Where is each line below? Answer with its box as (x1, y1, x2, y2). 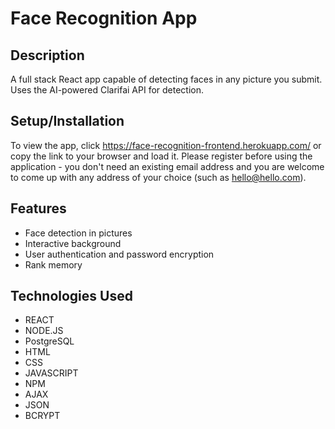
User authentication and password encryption (24, 248, 215, 260)
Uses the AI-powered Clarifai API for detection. (10, 84, 205, 96)
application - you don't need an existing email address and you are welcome (10, 160, 325, 172)
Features (10, 200, 67, 217)
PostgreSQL (24, 335, 75, 347)
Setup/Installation (10, 113, 125, 130)
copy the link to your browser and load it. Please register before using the (10, 150, 313, 162)
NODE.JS (24, 325, 64, 337)
